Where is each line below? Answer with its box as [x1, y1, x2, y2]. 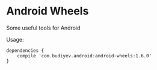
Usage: [6, 36, 24, 43]
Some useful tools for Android [6, 24, 81, 31]
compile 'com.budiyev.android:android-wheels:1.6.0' [17, 52, 152, 59]
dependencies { [6, 47, 45, 54]
